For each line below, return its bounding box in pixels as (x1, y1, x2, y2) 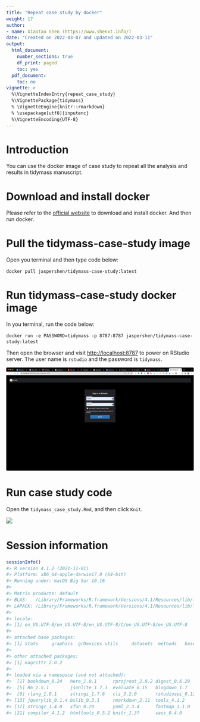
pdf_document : (11, 72, 46, 79)
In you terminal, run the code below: (6, 320, 95, 328)
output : (6, 41, 26, 47)
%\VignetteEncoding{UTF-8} (11, 116, 79, 122)
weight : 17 (6, 15, 33, 22)
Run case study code (6, 486, 112, 500)
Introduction (6, 143, 69, 156)
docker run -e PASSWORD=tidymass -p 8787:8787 (6, 333, 124, 339)
